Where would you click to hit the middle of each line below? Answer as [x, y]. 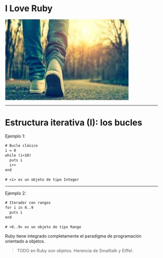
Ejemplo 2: [16, 193]
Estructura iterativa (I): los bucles [74, 123]
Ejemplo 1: [15, 136]
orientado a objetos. [25, 241]
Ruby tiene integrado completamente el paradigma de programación [73, 236]
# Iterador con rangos [28, 203]
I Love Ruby [29, 9]
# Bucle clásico [21, 146]
